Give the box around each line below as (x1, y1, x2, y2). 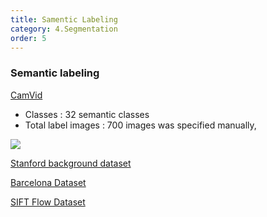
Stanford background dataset (10, 157, 132, 169)
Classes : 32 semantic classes (24, 108, 150, 120)
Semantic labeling (10, 66, 100, 80)
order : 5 (10, 33, 47, 43)
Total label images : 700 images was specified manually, (24, 119, 257, 131)
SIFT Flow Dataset (10, 196, 86, 208)
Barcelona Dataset (10, 176, 87, 188)
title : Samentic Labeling (10, 14, 118, 25)
